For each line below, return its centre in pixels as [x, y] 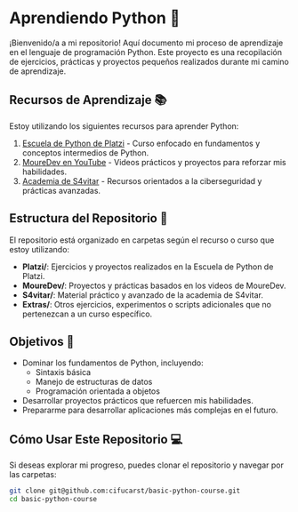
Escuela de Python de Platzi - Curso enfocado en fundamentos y [141, 143]
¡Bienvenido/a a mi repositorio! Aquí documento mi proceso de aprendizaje [146, 43]
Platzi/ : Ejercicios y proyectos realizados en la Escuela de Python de [148, 267]
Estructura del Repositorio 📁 [89, 218]
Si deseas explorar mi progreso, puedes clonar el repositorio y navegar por [147, 465]
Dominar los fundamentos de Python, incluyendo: [113, 363]
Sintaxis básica [63, 372]
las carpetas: [33, 475]
